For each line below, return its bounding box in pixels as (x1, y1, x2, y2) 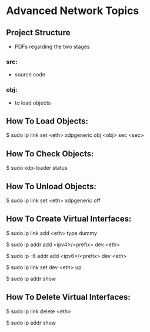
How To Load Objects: (6, 116, 88, 126)
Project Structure (6, 28, 71, 38)
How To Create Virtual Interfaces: (6, 214, 132, 224)
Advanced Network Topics (6, 4, 139, 18)
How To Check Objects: (6, 149, 94, 159)
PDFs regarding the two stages (14, 43, 90, 50)
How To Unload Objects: (6, 181, 97, 192)
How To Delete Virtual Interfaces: (6, 292, 131, 302)
